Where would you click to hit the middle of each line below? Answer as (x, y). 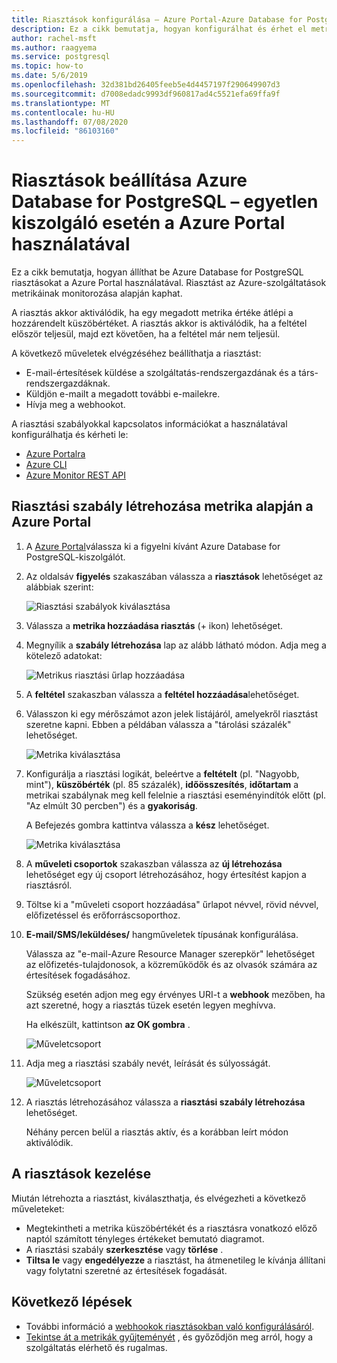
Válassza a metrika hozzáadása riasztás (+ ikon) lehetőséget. (154, 625)
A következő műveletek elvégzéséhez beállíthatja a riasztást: (136, 353)
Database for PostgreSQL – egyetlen (165, 202)
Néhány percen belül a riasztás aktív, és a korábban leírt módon (157, 1132)
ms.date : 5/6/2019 (49, 76)
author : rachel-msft (54, 38)
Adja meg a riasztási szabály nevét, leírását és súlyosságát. (148, 1063)
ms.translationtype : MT (61, 103)
